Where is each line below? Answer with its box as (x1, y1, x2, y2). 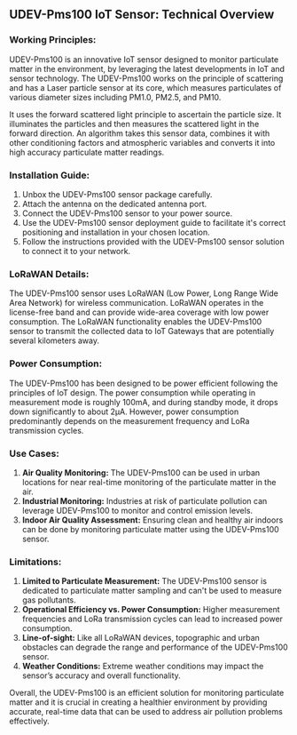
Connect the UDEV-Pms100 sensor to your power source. (21, 208, 233, 219)
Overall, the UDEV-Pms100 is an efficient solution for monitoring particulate (9, 688, 285, 699)
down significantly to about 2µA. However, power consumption (9, 406, 239, 417)
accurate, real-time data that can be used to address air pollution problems (9, 707, 284, 717)
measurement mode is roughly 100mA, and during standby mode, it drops (9, 396, 278, 407)
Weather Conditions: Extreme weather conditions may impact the (21, 661, 264, 672)
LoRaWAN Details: (9, 268, 90, 280)
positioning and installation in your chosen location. (21, 227, 210, 237)
